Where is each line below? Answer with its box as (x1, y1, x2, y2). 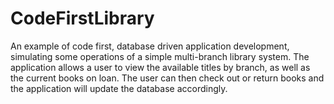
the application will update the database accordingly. (10, 82, 228, 94)
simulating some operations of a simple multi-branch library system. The (10, 50, 310, 62)
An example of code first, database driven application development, (10, 40, 290, 52)
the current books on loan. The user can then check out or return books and (10, 72, 325, 84)
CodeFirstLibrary (10, 7, 155, 30)
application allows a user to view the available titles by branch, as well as (10, 61, 311, 73)
